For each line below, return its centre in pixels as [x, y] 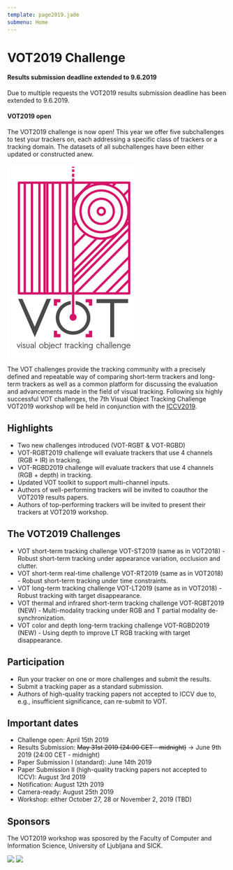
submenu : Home [28, 22]
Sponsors [29, 821]
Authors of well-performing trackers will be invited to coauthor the [112, 490]
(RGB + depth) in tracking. [55, 475]
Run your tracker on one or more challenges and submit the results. [114, 679]
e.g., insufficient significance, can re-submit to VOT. [92, 701]
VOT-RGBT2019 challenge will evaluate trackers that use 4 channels [115, 452]
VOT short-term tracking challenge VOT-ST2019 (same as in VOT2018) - [121, 551]
